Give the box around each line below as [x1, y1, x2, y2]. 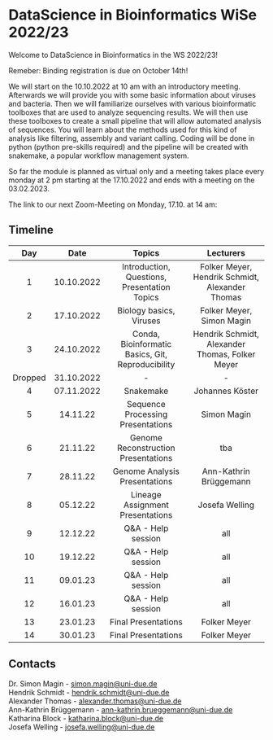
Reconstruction [116, 442, 175, 453]
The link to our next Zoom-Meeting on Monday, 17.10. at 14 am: [8, 199, 218, 209]
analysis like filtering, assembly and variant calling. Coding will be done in [8, 133, 255, 143]
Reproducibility [117, 358, 175, 370]
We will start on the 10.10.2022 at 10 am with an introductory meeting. [8, 81, 241, 91]
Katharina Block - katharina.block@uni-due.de [8, 713, 164, 723]
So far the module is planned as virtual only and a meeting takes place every [8, 166, 265, 176]
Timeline [8, 223, 54, 237]
